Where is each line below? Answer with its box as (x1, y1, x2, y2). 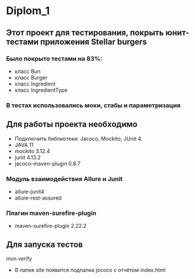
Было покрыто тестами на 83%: (6, 54, 103, 62)
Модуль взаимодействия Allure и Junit (6, 175, 123, 183)
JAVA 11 (14, 141, 34, 148)
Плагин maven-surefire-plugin (6, 209, 97, 217)
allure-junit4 (14, 188, 45, 195)
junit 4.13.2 (14, 154, 41, 161)
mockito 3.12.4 (14, 147, 50, 154)
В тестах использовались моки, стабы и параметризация (6, 101, 181, 109)
